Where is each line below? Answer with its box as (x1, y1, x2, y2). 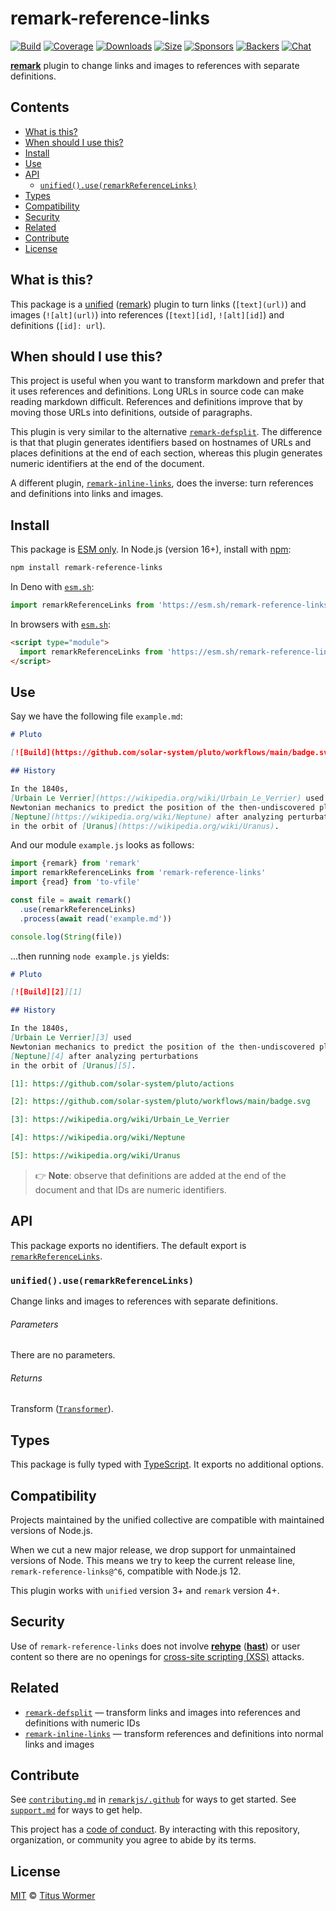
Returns (10, 1372, 43, 1384)
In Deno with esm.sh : (10, 581, 95, 593)
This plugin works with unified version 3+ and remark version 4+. (10, 1585, 280, 1597)
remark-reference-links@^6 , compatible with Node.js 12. (10, 1565, 242, 1577)
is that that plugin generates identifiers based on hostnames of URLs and (10, 437, 312, 449)
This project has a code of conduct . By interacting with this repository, (10, 1823, 300, 1836)
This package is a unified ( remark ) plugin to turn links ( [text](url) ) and (10, 298, 307, 310)
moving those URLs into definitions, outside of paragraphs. (10, 407, 253, 419)
